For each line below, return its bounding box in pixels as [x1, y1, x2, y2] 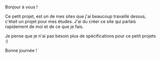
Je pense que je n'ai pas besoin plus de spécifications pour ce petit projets [5, 33, 156, 39]
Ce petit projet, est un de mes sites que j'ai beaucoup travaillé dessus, [5, 14, 146, 19]
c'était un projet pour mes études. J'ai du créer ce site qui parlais [5, 19, 136, 24]
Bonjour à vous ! [5, 4, 38, 10]
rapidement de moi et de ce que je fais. [5, 24, 84, 29]
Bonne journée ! [5, 48, 38, 53]
